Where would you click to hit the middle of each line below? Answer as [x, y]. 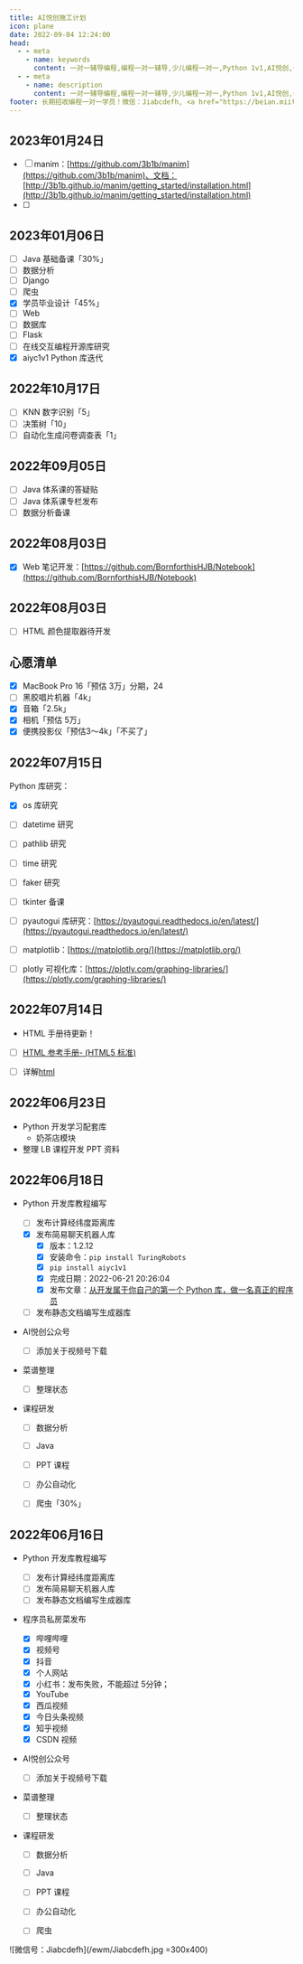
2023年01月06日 [57, 235]
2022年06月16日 [57, 1534]
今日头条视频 [60, 1716]
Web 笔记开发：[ [53, 567]
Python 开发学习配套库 [64, 1126]
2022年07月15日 [56, 762]
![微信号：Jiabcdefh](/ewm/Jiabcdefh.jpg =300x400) [109, 1950]
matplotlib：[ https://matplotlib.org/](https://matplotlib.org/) [132, 949]
